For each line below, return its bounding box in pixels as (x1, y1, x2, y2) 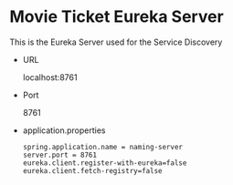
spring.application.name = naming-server (22, 142, 183, 151)
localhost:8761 (22, 71, 78, 83)
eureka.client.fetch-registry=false (22, 166, 163, 175)
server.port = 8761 (22, 150, 98, 159)
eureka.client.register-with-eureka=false (22, 158, 187, 168)
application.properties (22, 125, 107, 136)
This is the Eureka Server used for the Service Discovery (9, 36, 223, 47)
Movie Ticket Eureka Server (9, 6, 224, 27)
